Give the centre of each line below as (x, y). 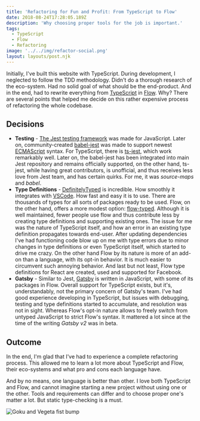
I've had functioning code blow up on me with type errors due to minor (102, 240)
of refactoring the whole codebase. (50, 105)
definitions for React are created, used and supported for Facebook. (99, 272)
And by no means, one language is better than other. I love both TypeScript (99, 381)
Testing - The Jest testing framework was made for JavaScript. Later (100, 139)
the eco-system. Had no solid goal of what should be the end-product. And (99, 86)
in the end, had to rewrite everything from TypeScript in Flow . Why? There (97, 92)
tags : (13, 28)
